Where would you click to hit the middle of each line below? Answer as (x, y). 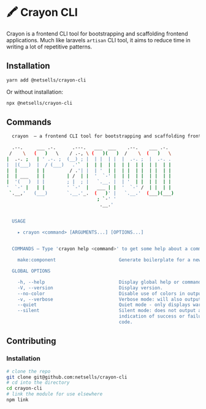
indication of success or (152, 316)
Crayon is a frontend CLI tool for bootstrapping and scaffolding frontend (97, 33)
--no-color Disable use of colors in (101, 293)
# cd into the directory (38, 383)
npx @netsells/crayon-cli (39, 103)
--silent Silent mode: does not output (107, 311)
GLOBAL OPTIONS (31, 271)
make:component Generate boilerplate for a (104, 260)
